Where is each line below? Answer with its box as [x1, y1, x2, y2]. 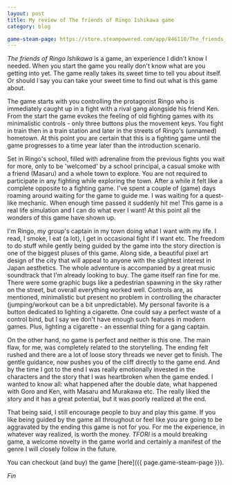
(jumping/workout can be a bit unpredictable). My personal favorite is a [7, 300, 210, 309]
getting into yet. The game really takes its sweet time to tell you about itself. [7, 69, 222, 77]
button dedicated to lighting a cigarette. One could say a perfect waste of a [7, 308, 221, 316]
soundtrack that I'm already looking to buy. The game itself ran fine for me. [7, 271, 220, 280]
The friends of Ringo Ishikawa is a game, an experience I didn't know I [7, 55, 207, 63]
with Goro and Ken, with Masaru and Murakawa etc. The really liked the [7, 387, 211, 396]
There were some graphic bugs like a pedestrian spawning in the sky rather [7, 278, 222, 287]
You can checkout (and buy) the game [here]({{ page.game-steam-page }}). [7, 458, 224, 467]
